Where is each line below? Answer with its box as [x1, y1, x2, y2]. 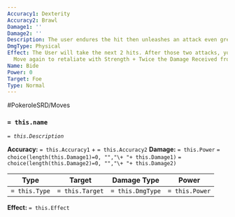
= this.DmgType [111, 187, 162, 195]
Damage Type [111, 175, 159, 185]
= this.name [7, 118, 48, 127]
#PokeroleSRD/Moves [7, 101, 71, 109]
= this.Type [10, 187, 51, 195]
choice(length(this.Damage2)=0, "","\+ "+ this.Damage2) [7, 160, 177, 167]
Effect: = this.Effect [7, 203, 70, 211]
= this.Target [57, 187, 104, 195]
